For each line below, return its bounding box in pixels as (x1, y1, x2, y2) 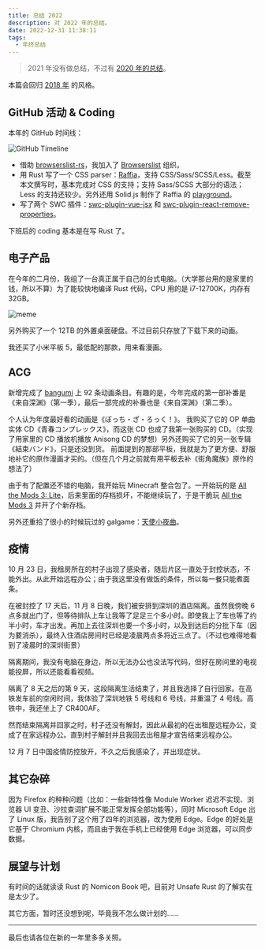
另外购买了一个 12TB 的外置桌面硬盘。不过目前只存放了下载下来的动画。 (8, 325, 243, 335)
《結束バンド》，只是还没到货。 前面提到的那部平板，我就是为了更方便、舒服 (8, 443, 256, 454)
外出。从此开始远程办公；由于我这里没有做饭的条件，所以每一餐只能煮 (14, 574, 243, 584)
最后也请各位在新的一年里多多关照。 (8, 932, 126, 942)
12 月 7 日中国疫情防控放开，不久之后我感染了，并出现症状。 (8, 747, 205, 757)
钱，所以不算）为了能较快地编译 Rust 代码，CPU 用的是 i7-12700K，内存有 (8, 283, 251, 293)
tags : (8, 33, 26, 42)
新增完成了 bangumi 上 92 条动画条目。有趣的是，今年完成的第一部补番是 (8, 387, 247, 397)
